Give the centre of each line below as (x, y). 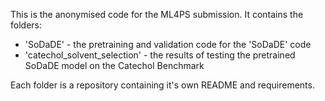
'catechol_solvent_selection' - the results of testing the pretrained (160, 55)
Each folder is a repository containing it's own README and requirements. (162, 85)
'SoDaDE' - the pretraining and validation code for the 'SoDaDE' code (168, 44)
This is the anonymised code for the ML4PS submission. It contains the (157, 14)
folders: (26, 25)
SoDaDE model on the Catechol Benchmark (114, 65)
